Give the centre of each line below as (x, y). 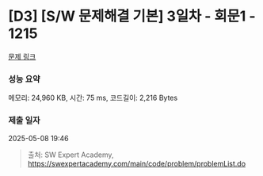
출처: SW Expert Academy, (71, 155)
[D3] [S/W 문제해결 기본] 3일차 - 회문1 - (132, 16)
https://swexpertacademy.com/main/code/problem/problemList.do (137, 163)
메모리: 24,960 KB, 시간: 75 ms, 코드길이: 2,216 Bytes (93, 98)
